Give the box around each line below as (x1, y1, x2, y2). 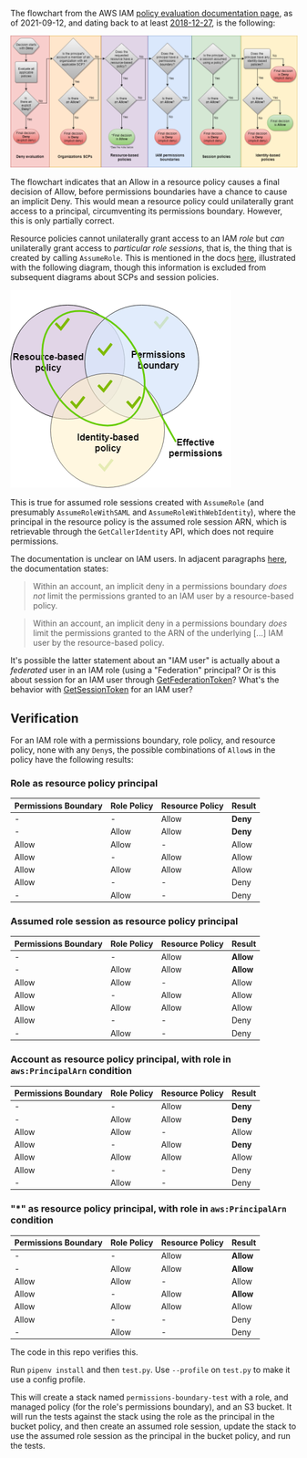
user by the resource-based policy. (32, 638, 165, 649)
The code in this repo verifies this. (10, 1347, 139, 1358)
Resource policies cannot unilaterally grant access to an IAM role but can (10, 233, 285, 245)
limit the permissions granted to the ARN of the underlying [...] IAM (32, 628, 283, 639)
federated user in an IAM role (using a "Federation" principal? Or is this (10, 665, 277, 676)
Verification (10, 711, 79, 726)
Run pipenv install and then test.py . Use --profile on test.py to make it (10, 1364, 291, 1376)
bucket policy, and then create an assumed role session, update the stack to (10, 1421, 297, 1432)
